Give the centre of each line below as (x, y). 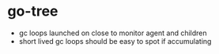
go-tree (33, 11)
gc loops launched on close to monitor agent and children (113, 33)
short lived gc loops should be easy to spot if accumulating (115, 41)
